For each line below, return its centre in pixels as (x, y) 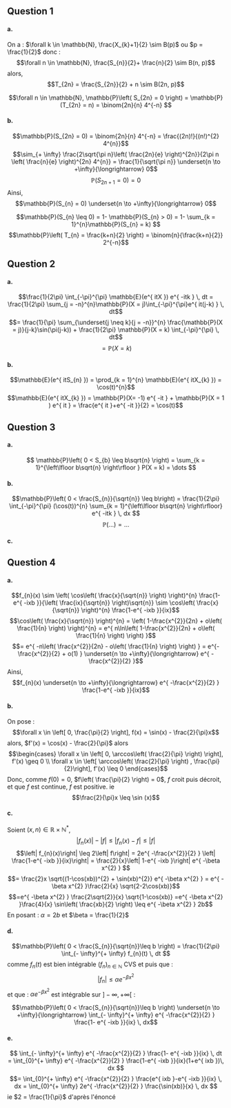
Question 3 (31, 427)
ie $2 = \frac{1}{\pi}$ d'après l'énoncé (61, 1097)
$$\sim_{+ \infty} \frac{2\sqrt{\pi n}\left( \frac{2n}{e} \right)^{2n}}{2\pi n (116, 154)
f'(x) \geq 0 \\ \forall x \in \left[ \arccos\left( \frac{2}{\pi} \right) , (102, 761)
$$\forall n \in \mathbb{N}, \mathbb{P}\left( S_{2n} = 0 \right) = (99, 97)
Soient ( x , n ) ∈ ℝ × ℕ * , (39, 829)
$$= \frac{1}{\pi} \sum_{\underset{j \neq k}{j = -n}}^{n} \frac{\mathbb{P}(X (116, 322)
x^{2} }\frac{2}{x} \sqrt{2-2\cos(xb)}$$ (124, 886)
